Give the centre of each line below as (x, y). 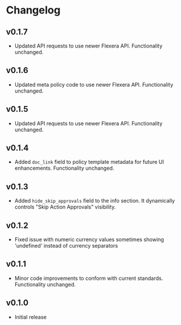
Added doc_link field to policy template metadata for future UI (89, 162)
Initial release (30, 317)
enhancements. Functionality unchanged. (64, 168)
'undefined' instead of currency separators (66, 246)
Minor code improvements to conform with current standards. (89, 278)
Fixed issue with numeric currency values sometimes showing (89, 240)
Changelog (33, 10)
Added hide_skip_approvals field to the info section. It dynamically (95, 201)
